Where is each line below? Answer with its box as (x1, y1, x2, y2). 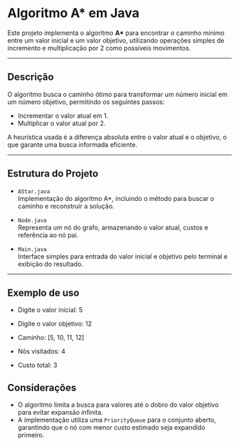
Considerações (7, 381, 77, 393)
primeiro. (17, 431, 45, 440)
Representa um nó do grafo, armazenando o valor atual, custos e (17, 223, 208, 232)
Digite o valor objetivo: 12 (17, 319, 92, 328)
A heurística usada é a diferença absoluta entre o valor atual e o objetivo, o (7, 133, 228, 141)
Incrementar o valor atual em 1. (17, 111, 109, 120)
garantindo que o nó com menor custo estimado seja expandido (17, 423, 206, 432)
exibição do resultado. (17, 259, 83, 268)
